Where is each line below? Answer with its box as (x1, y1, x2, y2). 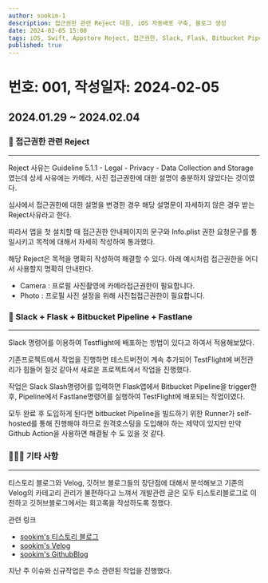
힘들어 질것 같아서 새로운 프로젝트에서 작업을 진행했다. (22, 365, 191, 375)
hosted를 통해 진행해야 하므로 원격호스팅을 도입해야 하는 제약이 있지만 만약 (8, 418, 242, 428)
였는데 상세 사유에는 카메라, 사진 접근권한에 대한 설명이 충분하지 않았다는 (8, 173, 234, 182)
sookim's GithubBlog (19, 549, 89, 559)
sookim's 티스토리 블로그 (19, 532, 99, 541)
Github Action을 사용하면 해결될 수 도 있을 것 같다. (8, 429, 166, 438)
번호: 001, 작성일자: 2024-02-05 (8, 78, 220, 97)
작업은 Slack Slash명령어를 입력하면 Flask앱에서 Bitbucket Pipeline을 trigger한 (8, 382, 258, 391)
